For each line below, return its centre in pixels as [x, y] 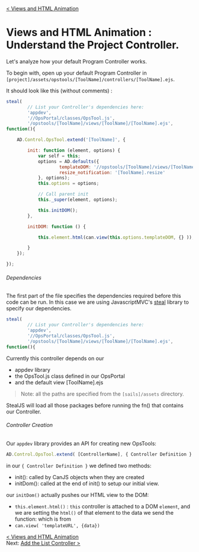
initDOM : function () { [57, 227]
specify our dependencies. [39, 309]
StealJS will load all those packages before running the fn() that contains [95, 405]
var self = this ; [59, 156]
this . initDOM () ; [58, 210]
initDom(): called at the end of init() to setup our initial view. [87, 483]
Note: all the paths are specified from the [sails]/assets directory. [102, 394]
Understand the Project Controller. [93, 45]
